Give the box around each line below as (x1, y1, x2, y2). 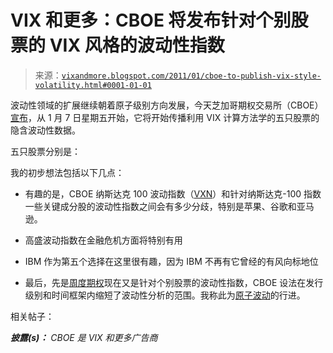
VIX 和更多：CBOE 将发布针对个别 (10, 9, 292, 32)
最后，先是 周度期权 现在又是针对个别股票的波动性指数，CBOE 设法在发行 (24, 276, 324, 288)
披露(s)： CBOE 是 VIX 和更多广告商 (10, 331, 158, 343)
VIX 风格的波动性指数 (49, 34, 225, 57)
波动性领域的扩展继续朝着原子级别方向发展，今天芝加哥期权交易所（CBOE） (10, 99, 324, 111)
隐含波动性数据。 (10, 124, 81, 136)
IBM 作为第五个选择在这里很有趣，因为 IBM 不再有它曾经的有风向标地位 (24, 255, 319, 267)
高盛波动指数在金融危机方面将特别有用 (24, 234, 183, 246)
